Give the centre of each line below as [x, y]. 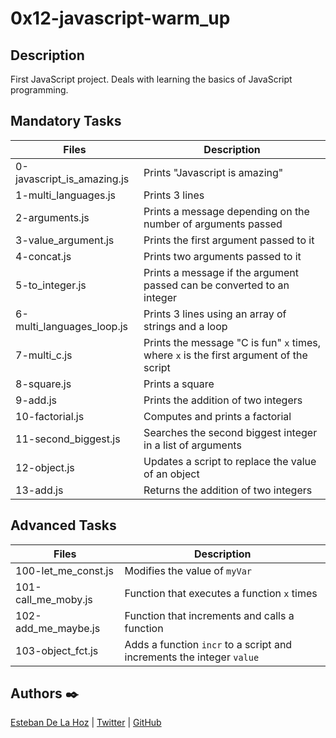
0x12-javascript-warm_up [120, 18]
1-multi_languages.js [66, 195]
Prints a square [179, 384]
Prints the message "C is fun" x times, [232, 342]
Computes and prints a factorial [217, 416]
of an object [171, 474]
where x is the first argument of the [225, 355]
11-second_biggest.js [68, 439]
